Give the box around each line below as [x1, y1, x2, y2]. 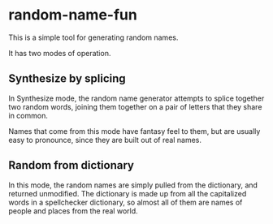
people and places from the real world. [8, 205, 138, 216]
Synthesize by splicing [8, 71, 126, 86]
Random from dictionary [8, 158, 134, 172]
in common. [8, 110, 49, 120]
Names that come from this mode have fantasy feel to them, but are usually [8, 126, 261, 136]
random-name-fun [8, 6, 138, 24]
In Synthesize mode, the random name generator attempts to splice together [8, 93, 265, 103]
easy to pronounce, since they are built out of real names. [8, 135, 201, 144]
